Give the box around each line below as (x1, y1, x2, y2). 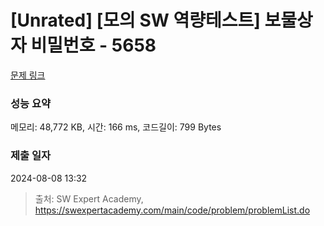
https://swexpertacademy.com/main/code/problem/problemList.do (34, 204, 311, 216)
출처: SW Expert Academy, (34, 192, 144, 205)
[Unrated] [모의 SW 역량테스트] (10, 9, 261, 32)
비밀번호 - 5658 (30, 34, 157, 57)
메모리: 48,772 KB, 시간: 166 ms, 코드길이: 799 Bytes (10, 121, 222, 133)
